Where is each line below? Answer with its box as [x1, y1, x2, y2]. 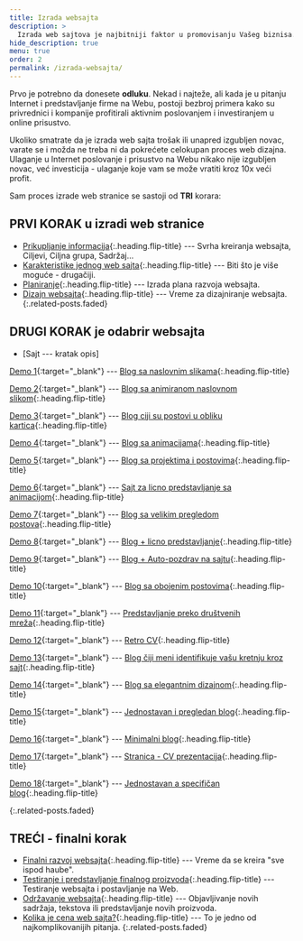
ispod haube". [22, 864, 75, 875]
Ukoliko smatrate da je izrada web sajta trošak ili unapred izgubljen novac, [9, 134, 285, 145]
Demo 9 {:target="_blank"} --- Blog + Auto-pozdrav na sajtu [9, 553, 231, 564]
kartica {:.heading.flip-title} [9, 420, 108, 430]
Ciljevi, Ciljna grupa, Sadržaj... [22, 250, 134, 261]
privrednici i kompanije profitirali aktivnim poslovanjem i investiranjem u [9, 107, 275, 118]
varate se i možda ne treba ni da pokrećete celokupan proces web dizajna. [9, 143, 287, 154]
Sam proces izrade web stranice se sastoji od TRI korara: [9, 190, 222, 201]
